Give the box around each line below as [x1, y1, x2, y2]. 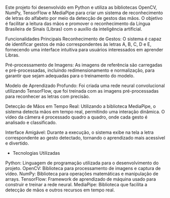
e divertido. [5, 140, 29, 146]
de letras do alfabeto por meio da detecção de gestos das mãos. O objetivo [5, 15, 163, 21]
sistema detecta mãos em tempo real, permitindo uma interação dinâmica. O [5, 109, 165, 115]
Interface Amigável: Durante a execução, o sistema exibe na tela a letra [5, 129, 154, 135]
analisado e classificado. [5, 120, 57, 125]
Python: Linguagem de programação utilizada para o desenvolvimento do [5, 160, 159, 166]
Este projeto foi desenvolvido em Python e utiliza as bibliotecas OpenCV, [5, 5, 157, 10]
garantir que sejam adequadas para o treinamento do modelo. [5, 73, 134, 78]
